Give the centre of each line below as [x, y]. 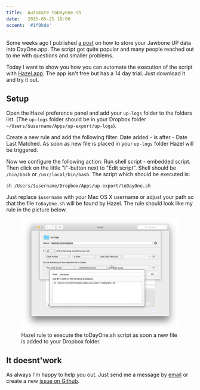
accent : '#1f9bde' [29, 25]
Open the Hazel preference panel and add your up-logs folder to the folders [99, 113]
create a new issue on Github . [43, 381]
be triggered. [22, 150]
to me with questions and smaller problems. [60, 56]
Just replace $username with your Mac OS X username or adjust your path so [100, 197]
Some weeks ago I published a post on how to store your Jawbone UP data [99, 43]
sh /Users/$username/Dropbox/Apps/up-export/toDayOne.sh [79, 186]
